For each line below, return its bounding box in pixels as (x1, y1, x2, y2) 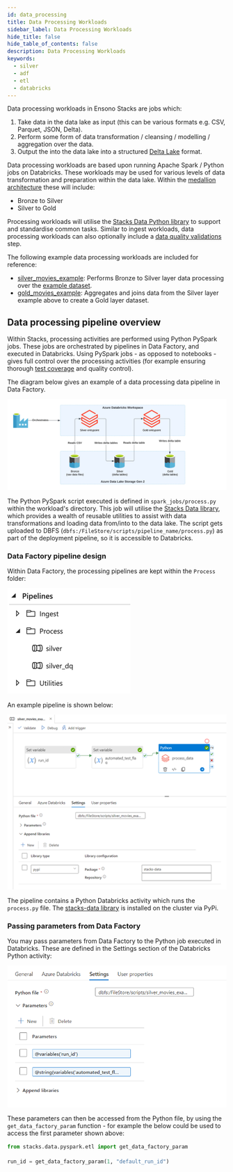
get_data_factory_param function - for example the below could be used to (7, 1122, 221, 1130)
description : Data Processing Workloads (7, 48, 127, 55)
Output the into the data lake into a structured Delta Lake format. (17, 147, 202, 156)
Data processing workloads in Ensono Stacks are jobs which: (7, 104, 182, 113)
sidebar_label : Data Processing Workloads (7, 26, 132, 33)
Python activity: (7, 952, 52, 960)
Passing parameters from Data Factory (7, 921, 141, 931)
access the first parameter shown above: (7, 1129, 125, 1137)
